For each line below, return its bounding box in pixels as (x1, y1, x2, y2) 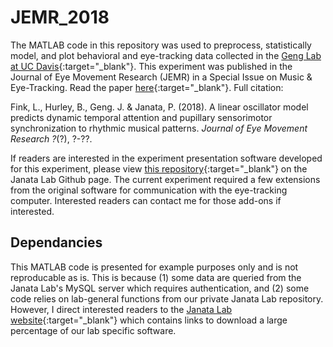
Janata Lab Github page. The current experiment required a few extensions (10, 173, 321, 185)
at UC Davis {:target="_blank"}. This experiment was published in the (10, 60, 293, 72)
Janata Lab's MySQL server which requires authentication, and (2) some (10, 282, 310, 294)
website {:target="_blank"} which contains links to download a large (10, 314, 288, 326)
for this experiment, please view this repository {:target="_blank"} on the (10, 162, 308, 175)
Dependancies (10, 234, 103, 251)
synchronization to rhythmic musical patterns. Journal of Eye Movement (10, 122, 308, 134)
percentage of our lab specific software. (10, 324, 177, 336)
